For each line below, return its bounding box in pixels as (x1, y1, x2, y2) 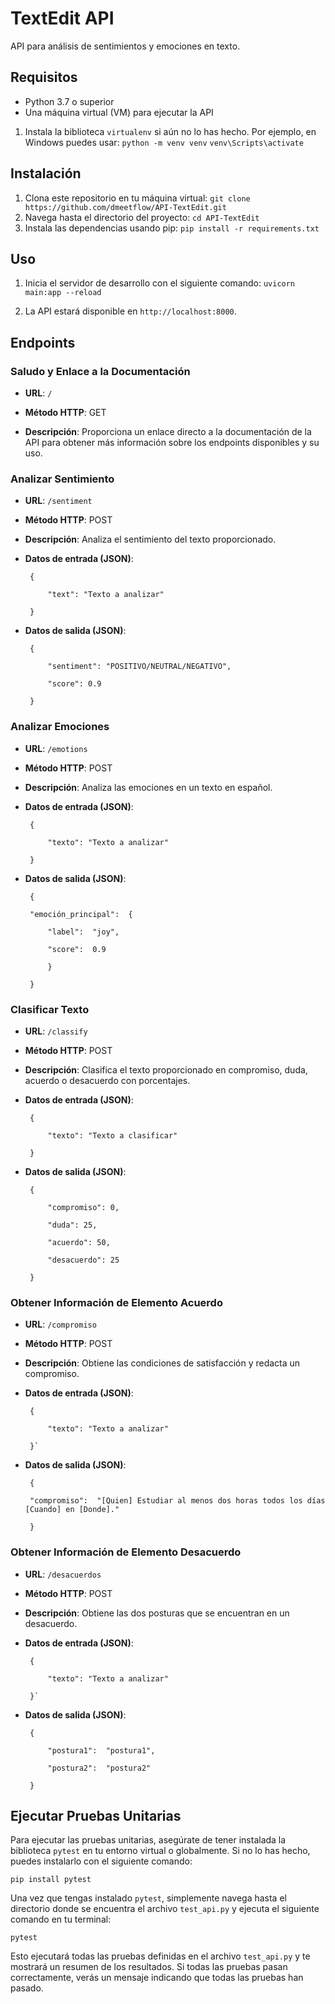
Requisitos (10, 69, 78, 86)
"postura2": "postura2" (47, 1763, 152, 1773)
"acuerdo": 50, (47, 1237, 111, 1247)
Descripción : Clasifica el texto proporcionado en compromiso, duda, (24, 1063, 308, 1076)
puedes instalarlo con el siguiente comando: (10, 1855, 193, 1867)
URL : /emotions (24, 742, 88, 754)
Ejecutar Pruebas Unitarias (10, 1807, 182, 1824)
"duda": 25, (47, 1220, 98, 1230)
